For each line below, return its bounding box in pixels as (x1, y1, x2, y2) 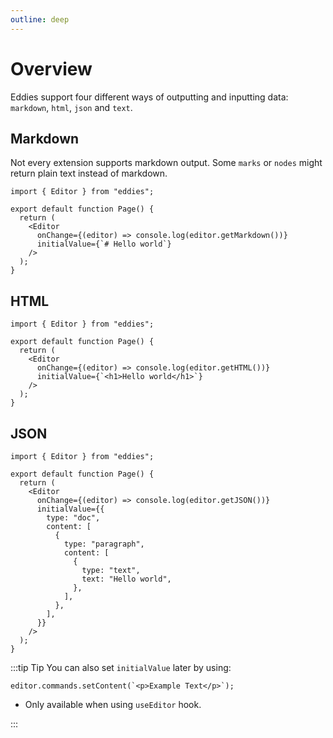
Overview (10, 57, 93, 80)
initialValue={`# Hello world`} (36, 239, 172, 250)
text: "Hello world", (81, 574, 172, 584)
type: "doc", (46, 513, 101, 523)
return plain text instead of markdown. (10, 167, 168, 180)
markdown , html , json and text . (10, 101, 133, 113)
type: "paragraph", (63, 539, 145, 549)
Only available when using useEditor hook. (24, 699, 202, 710)
